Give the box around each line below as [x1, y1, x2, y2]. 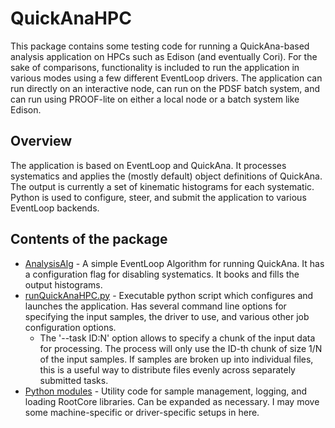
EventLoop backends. [10, 202, 100, 214]
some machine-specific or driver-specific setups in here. [24, 406, 260, 418]
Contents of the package [10, 231, 168, 248]
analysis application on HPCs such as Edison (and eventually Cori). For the [10, 50, 318, 62]
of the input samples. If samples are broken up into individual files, [39, 353, 314, 365]
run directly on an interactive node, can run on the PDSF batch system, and [10, 82, 321, 94]
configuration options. [24, 321, 117, 333]
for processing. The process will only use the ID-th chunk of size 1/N [39, 342, 323, 354]
